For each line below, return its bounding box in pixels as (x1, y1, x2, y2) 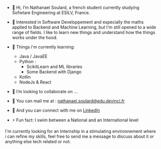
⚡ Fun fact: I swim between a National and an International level (12, 117, 139, 123)
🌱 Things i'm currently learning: (12, 44, 75, 50)
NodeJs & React (19, 79, 52, 85)
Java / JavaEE (19, 53, 47, 59)
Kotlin (19, 74, 31, 80)
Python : (19, 59, 36, 64)
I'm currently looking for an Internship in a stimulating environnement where (5, 129, 156, 134)
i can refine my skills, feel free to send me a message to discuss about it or (5, 133, 154, 139)
